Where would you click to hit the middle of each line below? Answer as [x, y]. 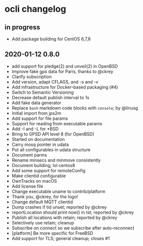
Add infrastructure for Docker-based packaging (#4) [65, 87]
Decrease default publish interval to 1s [50, 97]
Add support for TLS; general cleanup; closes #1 [61, 238]
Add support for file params [40, 118]
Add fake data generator [37, 103]
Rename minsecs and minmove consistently [56, 160]
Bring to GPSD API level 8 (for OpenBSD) [53, 134]
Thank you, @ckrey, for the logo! [45, 196]
